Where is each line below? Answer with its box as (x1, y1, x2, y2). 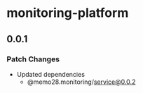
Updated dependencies (16, 70, 86, 78)
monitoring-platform (6, 5, 129, 21)
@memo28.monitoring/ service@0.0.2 (27, 77, 136, 86)
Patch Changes (6, 54, 60, 64)
